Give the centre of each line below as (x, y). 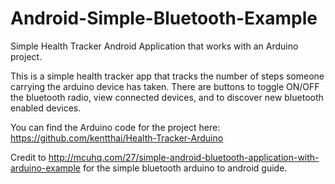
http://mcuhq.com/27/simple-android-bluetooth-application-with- (184, 157)
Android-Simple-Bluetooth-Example (164, 18)
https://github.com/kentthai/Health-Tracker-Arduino (117, 138)
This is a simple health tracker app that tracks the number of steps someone (167, 76)
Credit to (28, 157)
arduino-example (45, 168)
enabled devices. (46, 108)
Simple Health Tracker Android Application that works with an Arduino (154, 46)
